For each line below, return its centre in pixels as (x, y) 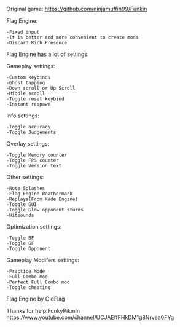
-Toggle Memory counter (37, 155)
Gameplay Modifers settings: (43, 260)
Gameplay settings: (31, 66)
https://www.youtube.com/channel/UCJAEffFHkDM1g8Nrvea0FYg (90, 317)
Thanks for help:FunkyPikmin (43, 311)
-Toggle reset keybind (35, 99)
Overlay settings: (28, 144)
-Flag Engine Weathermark (39, 194)
